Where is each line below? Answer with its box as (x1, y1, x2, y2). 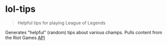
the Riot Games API (5, 35, 45, 41)
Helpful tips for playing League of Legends (17, 20, 106, 26)
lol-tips (5, 3, 36, 15)
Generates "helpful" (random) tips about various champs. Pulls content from (5, 29, 162, 35)
